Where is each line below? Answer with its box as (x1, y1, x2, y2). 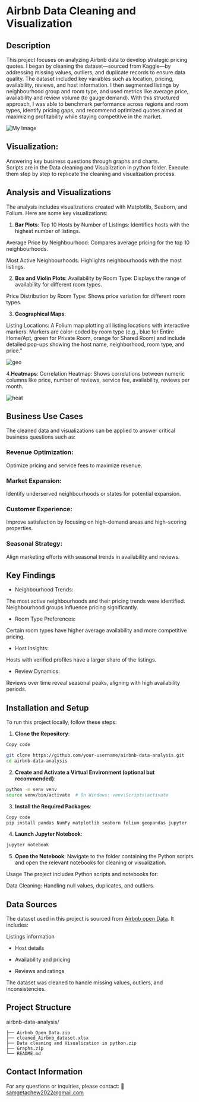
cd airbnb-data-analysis (6, 758, 68, 764)
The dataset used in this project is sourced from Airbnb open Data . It (6, 915, 174, 922)
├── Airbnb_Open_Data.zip (6, 1029, 70, 1035)
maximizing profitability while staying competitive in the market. (6, 113, 162, 120)
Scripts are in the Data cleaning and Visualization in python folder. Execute (6, 163, 189, 171)
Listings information (6, 933, 55, 940)
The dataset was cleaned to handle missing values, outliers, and (6, 979, 163, 986)
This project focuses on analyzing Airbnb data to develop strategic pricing (6, 56, 188, 63)
